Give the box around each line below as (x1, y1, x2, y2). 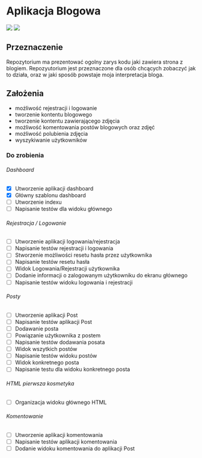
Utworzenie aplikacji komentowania (14, 431, 103, 438)
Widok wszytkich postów (14, 346, 78, 353)
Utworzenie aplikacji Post (14, 311, 78, 319)
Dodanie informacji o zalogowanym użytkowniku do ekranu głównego (14, 272, 188, 279)
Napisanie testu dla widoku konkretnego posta (14, 365, 130, 373)
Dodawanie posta (14, 325, 59, 332)
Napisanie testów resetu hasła (14, 258, 90, 266)
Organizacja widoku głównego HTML (14, 398, 107, 406)
